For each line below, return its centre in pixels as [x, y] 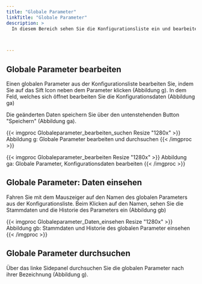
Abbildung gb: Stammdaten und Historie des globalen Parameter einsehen [98, 228]
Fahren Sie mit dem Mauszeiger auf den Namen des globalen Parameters [97, 197]
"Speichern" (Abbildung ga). [41, 121]
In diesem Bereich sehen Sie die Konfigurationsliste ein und [91, 29]
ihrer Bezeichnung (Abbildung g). [47, 274]
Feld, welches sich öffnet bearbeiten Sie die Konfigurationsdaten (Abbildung [101, 96]
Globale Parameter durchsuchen [68, 254]
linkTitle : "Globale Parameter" [47, 17]
